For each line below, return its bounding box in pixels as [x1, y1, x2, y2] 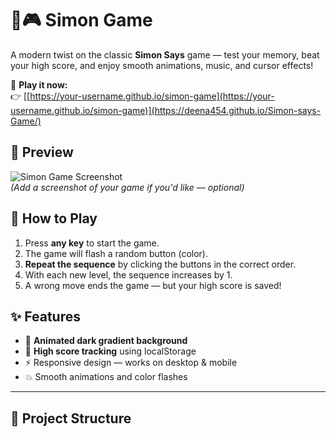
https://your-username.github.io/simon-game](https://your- [29, 90, 275, 102]
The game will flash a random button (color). [24, 247, 209, 259]
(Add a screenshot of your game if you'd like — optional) [10, 181, 245, 193]
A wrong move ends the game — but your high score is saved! [24, 279, 282, 291]
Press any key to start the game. [24, 237, 160, 249]
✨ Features [10, 308, 81, 325]
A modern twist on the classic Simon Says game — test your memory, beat [10, 48, 320, 61]
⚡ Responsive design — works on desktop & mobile [24, 357, 238, 369]
